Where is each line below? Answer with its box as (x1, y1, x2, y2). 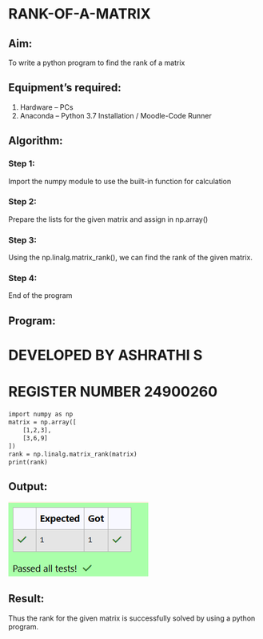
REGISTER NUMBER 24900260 (8, 383, 218, 401)
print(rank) (8, 458, 48, 466)
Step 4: (8, 273, 38, 284)
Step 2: (8, 196, 38, 207)
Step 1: (8, 158, 35, 169)
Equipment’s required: (8, 81, 122, 94)
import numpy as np (8, 410, 74, 418)
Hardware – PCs (19, 102, 74, 112)
